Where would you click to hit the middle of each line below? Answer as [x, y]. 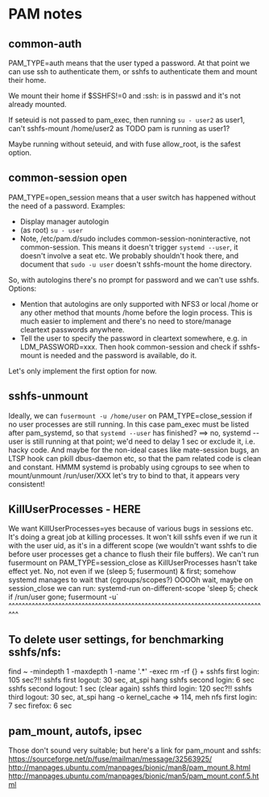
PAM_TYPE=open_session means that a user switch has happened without [132, 197]
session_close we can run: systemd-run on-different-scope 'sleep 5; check [133, 588]
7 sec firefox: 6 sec [40, 706]
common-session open [68, 178]
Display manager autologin [64, 221]
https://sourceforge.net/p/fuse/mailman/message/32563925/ [110, 759]
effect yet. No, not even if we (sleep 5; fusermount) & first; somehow [122, 572]
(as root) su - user [51, 229]
